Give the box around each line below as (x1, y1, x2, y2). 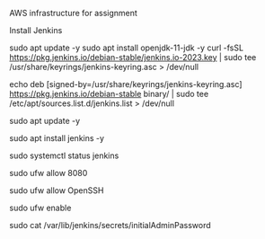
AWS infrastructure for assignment (9, 8, 137, 18)
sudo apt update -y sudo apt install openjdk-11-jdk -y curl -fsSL (9, 42, 244, 53)
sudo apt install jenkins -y (9, 133, 105, 143)
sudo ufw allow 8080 (9, 168, 88, 178)
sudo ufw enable (9, 202, 72, 213)
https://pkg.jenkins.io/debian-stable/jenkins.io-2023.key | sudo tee (9, 52, 257, 62)
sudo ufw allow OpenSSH (9, 185, 104, 196)
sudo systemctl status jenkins (9, 150, 119, 161)
